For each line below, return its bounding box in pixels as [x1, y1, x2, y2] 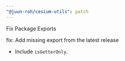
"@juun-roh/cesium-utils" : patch [6, 8, 89, 15]
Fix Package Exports [6, 25, 56, 32]
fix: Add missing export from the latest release [6, 36, 119, 43]
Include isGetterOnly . [14, 48, 68, 55]
